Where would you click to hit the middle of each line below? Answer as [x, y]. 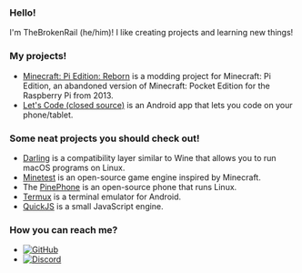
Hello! [23, 13]
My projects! [38, 56]
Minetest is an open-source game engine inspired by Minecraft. [141, 177]
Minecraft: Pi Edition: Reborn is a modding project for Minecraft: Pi [146, 76]
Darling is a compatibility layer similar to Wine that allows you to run [149, 157]
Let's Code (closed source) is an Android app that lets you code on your [157, 105]
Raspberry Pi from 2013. [68, 95]
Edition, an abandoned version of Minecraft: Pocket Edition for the [146, 86]
